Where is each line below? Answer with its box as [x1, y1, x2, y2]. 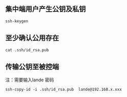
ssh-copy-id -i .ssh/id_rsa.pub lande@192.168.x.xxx [5, 87, 122, 92]
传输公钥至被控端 [5, 62, 59, 71]
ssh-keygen [5, 18, 29, 24]
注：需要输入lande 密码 [5, 77, 55, 83]
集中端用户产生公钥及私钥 [5, 5, 86, 14]
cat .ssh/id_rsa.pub [5, 47, 49, 52]
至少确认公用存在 [5, 34, 59, 42]
